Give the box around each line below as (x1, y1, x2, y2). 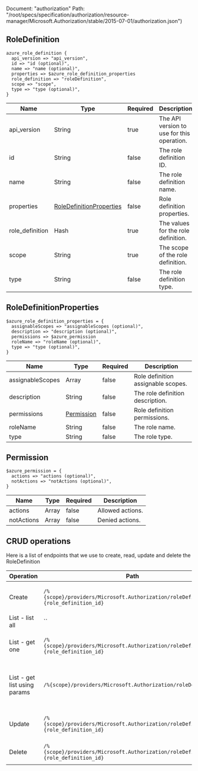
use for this (159, 129, 190, 137)
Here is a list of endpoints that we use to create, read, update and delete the (6, 552, 191, 559)
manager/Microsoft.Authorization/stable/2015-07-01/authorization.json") (6, 18, 183, 24)
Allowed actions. (97, 507, 143, 515)
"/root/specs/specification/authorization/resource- (6, 11, 130, 18)
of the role (159, 251, 187, 259)
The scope (159, 243, 189, 251)
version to (159, 122, 187, 130)
